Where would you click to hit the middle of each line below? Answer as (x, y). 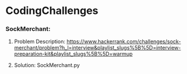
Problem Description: (40, 41)
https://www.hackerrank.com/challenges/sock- (124, 41)
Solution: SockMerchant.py (47, 65)
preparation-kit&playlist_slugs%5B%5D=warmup (73, 54)
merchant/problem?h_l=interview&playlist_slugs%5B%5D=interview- (97, 48)
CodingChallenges (52, 11)
